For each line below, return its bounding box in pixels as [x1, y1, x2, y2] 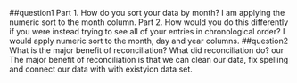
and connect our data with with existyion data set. [9, 64, 194, 74]
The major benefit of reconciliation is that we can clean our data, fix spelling [9, 55, 289, 64]
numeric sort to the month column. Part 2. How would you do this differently [9, 17, 289, 27]
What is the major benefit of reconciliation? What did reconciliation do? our [9, 45, 285, 56]
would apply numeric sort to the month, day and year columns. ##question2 [9, 35, 288, 46]
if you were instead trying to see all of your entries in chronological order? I [9, 26, 285, 36]
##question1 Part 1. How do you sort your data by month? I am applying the [9, 8, 285, 18]
